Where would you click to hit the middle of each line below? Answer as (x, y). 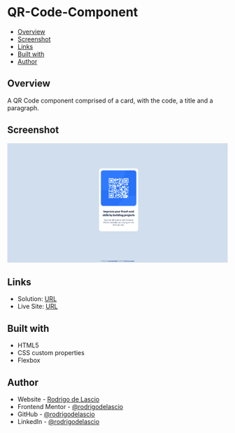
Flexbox (29, 360)
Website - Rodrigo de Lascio (58, 399)
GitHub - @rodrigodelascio (56, 414)
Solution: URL (37, 299)
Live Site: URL (37, 307)
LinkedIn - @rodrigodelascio (58, 421)
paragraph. (23, 108)
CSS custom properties (51, 353)
